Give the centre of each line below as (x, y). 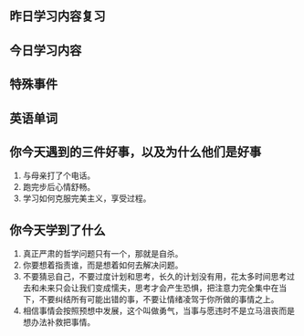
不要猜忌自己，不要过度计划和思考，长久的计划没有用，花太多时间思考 (155, 277)
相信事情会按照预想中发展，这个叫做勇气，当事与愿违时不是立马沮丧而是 (158, 311)
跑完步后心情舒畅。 (59, 187)
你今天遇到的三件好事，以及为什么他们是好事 (136, 152)
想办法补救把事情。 (59, 322)
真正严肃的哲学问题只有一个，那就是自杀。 (103, 254)
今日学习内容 (46, 50)
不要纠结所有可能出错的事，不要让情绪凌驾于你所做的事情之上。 (159, 299)
